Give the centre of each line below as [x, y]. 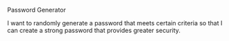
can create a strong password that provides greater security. [94, 30]
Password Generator [37, 10]
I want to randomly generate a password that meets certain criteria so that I [115, 23]
